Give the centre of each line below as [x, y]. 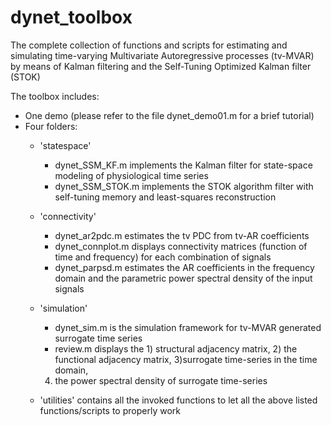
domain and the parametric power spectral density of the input [183, 278]
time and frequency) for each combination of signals [163, 257]
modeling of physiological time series [131, 175]
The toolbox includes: [55, 96]
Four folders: [51, 126]
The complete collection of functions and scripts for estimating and [149, 45]
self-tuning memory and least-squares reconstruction [165, 197]
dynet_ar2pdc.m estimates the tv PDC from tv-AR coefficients [182, 235]
